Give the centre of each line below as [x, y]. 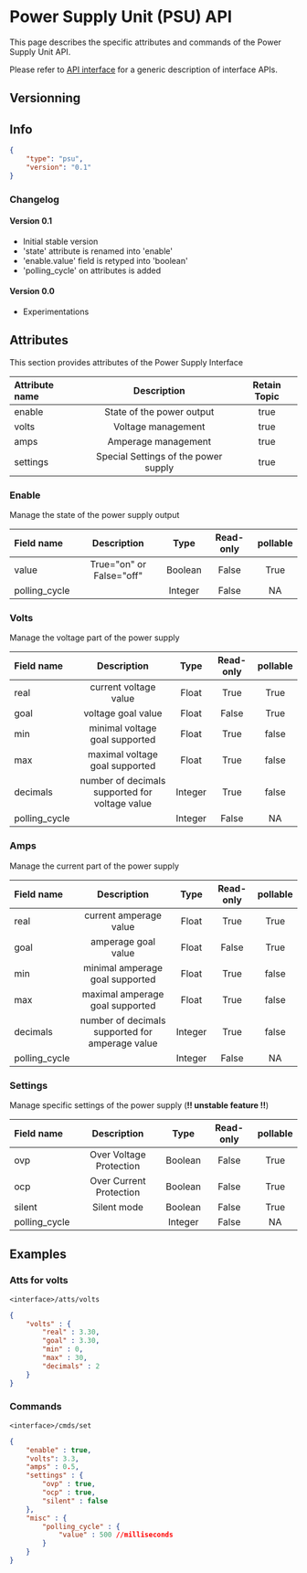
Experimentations [56, 311]
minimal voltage [123, 728]
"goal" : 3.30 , [71, 1341]
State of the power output [159, 411]
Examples [38, 1255]
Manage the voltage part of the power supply [95, 638]
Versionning [45, 98]
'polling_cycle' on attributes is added [92, 270]
